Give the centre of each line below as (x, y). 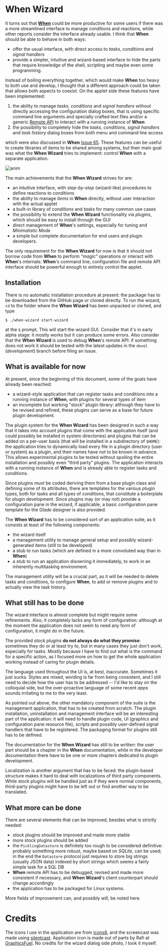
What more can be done (43, 808)
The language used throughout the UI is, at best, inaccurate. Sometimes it (81, 672)
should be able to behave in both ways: (46, 39)
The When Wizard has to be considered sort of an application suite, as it (80, 519)
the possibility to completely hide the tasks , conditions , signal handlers (86, 127)
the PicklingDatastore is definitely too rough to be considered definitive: (88, 846)
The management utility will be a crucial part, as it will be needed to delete (82, 576)
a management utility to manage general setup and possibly (74, 540)
